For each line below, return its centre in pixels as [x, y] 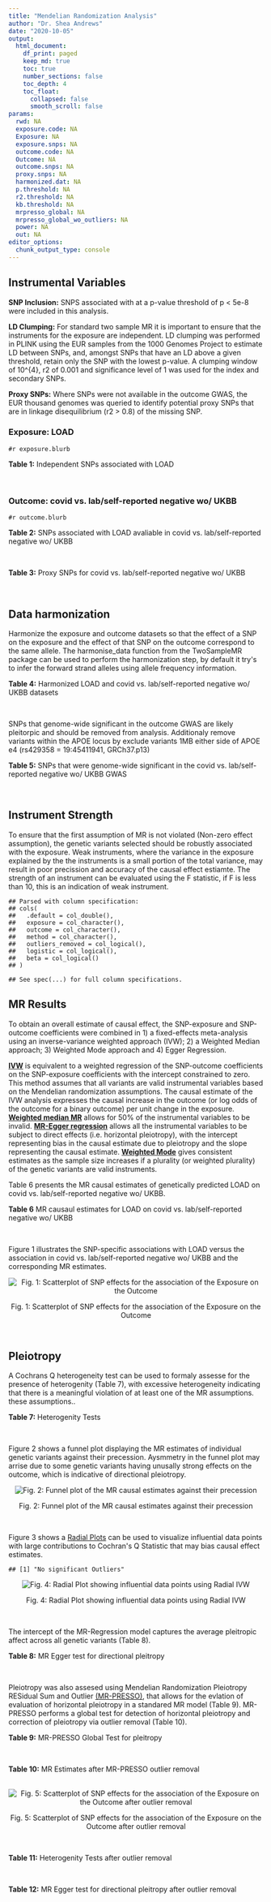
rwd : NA [29, 122]
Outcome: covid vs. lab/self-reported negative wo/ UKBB [123, 501]
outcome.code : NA [45, 152]
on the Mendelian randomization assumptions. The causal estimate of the [131, 1091]
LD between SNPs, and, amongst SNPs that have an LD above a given [125, 352]
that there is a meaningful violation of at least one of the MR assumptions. [131, 1393]
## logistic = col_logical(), [63, 951]
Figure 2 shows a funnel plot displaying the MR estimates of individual [125, 1448]
